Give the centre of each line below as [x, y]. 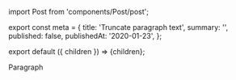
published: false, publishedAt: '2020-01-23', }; [85, 36]
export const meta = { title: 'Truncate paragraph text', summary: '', [118, 27]
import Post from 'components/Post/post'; [79, 12]
